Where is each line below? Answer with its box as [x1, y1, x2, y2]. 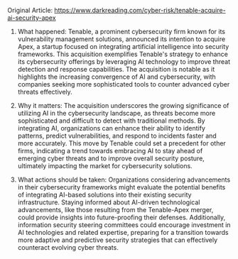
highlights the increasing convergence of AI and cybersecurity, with [17, 72, 217, 81]
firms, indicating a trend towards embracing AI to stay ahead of [17, 147, 203, 155]
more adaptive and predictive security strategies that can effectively [17, 236, 218, 244]
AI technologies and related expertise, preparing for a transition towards [17, 228, 229, 236]
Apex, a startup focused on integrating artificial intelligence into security [17, 43, 229, 50]
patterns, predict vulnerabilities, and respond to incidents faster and [17, 131, 217, 140]
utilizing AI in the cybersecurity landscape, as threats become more [17, 109, 216, 117]
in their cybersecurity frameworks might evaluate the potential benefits [17, 183, 226, 191]
